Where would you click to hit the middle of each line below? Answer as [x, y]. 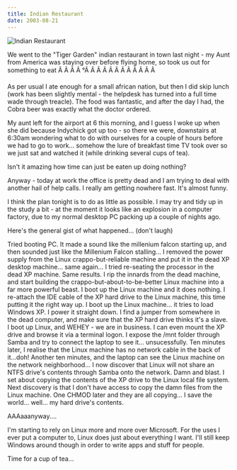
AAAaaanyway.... [32, 416]
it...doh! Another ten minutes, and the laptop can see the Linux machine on [116, 357]
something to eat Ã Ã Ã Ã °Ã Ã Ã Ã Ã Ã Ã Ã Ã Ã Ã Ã [81, 70]
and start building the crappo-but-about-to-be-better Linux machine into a [116, 281]
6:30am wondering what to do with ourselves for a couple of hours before [115, 138]
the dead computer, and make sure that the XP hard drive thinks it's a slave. [118, 319]
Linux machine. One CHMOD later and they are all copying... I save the [110, 395]
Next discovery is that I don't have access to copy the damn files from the [115, 387]
